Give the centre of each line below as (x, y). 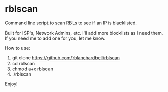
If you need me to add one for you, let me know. (55, 38)
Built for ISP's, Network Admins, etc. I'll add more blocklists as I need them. (84, 33)
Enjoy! (11, 84)
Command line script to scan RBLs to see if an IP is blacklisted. (71, 23)
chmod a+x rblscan (32, 69)
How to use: (17, 48)
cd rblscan (23, 63)
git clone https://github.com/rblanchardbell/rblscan (66, 58)
